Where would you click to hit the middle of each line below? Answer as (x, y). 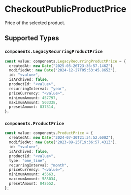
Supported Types (32, 38)
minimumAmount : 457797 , (33, 98)
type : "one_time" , (28, 161)
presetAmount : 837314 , (32, 107)
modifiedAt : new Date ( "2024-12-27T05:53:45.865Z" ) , (63, 70)
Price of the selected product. (35, 23)
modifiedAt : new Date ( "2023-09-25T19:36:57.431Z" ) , (63, 142)
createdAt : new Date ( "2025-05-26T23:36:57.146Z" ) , (62, 66)
